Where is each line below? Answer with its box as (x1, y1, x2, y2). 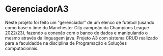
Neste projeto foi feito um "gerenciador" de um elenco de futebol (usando (5, 19, 155, 25)
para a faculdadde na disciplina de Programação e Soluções (5, 40, 127, 46)
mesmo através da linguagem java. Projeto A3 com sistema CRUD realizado (5, 35, 158, 41)
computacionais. (5, 45, 39, 51)
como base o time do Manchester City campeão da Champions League (5, 24, 149, 30)
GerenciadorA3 (5, 3, 69, 15)
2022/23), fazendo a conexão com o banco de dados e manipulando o (5, 30, 148, 36)
